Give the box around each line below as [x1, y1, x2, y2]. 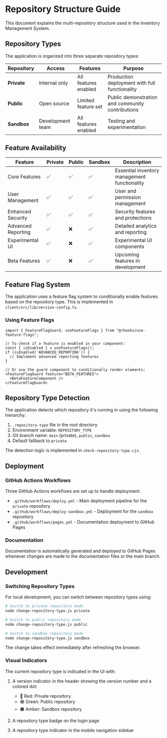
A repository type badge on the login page [12, 718, 99, 724]
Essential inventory [115, 167, 160, 174]
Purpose [123, 65, 144, 72]
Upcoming [115, 251, 139, 258]
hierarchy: [5, 412, 26, 418]
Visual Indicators [5, 657, 47, 664]
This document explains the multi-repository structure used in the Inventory [5, 20, 160, 26]
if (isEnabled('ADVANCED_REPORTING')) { [5, 350, 90, 355]
